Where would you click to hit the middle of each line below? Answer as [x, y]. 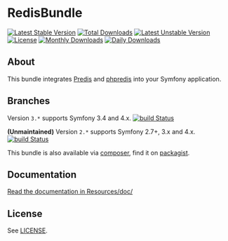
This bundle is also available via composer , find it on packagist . [99, 152]
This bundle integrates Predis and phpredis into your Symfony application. [114, 79]
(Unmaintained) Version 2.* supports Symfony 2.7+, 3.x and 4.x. [101, 131]
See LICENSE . [27, 230]
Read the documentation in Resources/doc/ [70, 192]
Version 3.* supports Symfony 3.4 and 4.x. [69, 118]
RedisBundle [45, 13]
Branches [29, 101]
